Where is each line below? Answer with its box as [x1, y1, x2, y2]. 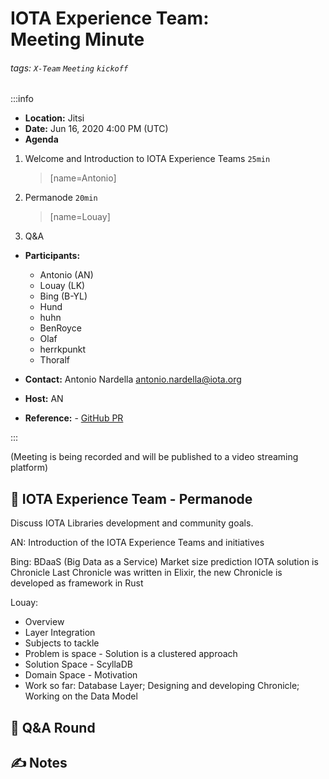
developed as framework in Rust [10, 577, 144, 589]
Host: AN [24, 393, 64, 405]
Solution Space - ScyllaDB [24, 658, 133, 671]
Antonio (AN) [39, 269, 94, 281]
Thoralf [39, 354, 71, 366]
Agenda [24, 133, 59, 146]
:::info [10, 93, 34, 105]
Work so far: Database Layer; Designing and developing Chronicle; [24, 680, 300, 692]
